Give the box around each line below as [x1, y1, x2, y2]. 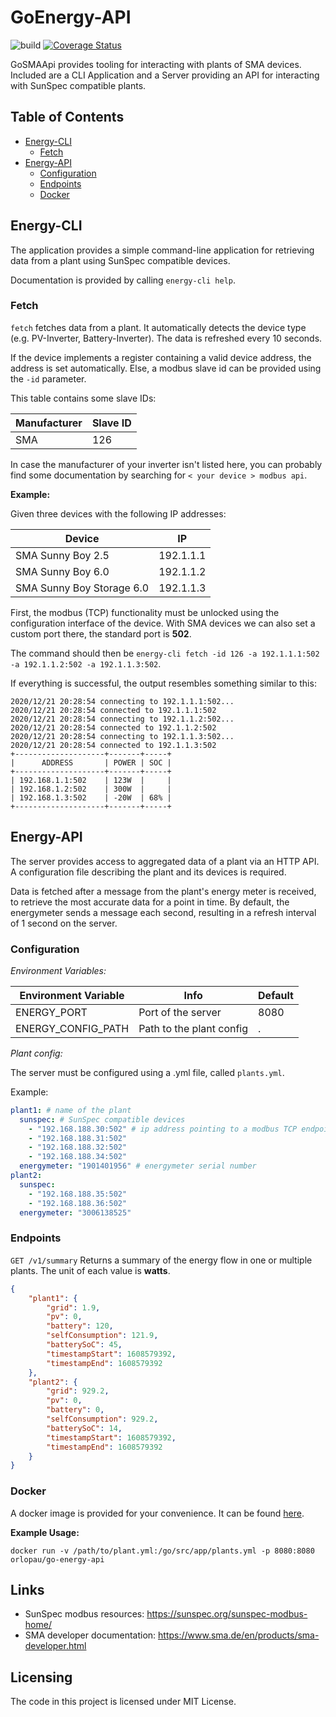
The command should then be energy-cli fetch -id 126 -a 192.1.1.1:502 [10, 647, 320, 659]
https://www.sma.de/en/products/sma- [158, 1629, 320, 1641]
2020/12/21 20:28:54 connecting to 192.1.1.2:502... [10, 714, 235, 724]
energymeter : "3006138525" [19, 1207, 132, 1218]
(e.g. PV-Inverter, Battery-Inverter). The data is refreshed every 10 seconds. [10, 332, 323, 344]
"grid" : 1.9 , [46, 1302, 101, 1313]
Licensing [10, 1669, 73, 1686]
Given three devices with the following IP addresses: [10, 507, 227, 520]
